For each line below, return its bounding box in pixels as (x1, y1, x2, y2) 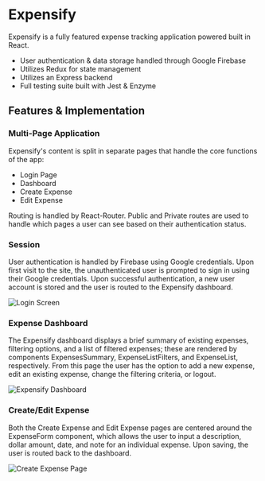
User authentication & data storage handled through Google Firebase (19, 56, 247, 65)
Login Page (19, 169, 57, 180)
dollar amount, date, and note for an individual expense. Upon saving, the (8, 440, 249, 449)
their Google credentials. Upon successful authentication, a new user (8, 273, 236, 283)
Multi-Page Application (8, 128, 100, 139)
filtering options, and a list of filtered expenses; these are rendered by (8, 344, 237, 354)
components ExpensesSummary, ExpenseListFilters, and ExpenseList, (8, 352, 239, 363)
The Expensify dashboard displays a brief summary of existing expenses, (8, 336, 249, 345)
